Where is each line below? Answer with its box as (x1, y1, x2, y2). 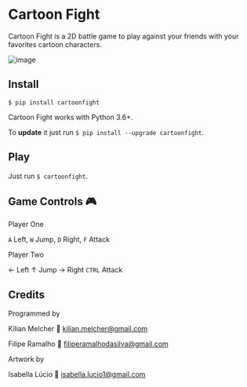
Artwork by (8, 355, 45, 364)
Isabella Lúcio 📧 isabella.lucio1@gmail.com (8, 370, 146, 379)
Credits (8, 288, 45, 301)
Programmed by (8, 309, 60, 319)
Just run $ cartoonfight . (8, 171, 89, 181)
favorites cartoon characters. (8, 39, 102, 49)
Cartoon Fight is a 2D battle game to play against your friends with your (8, 31, 239, 41)
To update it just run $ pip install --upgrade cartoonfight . (8, 127, 205, 137)
